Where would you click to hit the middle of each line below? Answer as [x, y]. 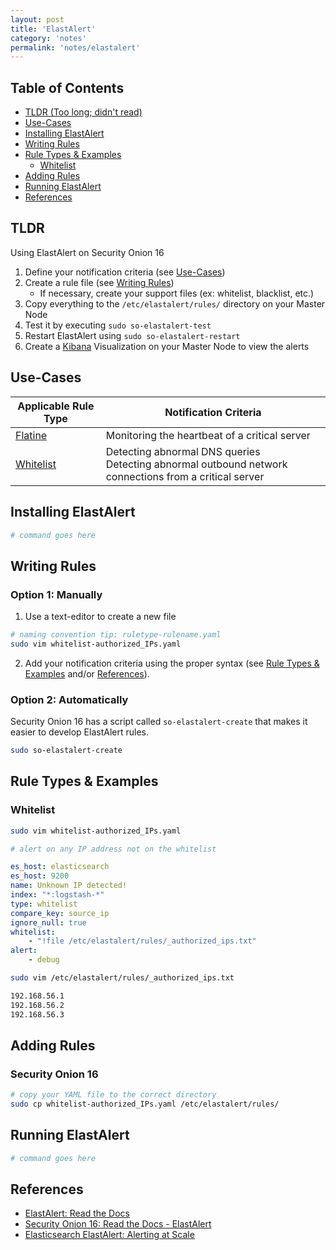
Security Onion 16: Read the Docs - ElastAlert [118, 1224]
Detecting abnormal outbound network [196, 464]
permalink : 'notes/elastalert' [75, 47]
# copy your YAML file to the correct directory [113, 1095]
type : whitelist [44, 904]
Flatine [31, 435]
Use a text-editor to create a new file [100, 617]
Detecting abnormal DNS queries [183, 451]
